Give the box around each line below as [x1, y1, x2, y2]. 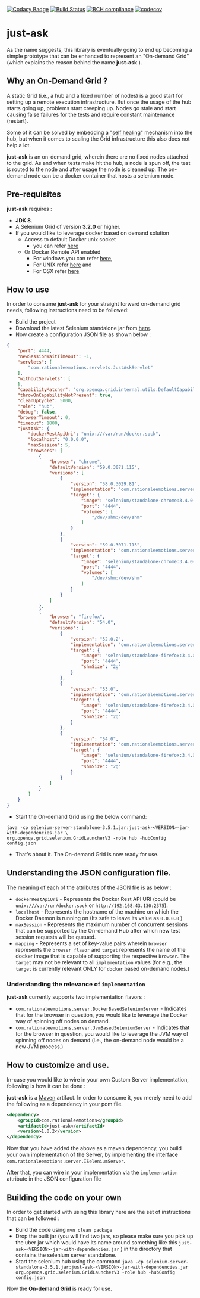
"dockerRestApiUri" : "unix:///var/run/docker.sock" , [28, 431, 161, 437]
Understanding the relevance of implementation [7, 980, 145, 988]
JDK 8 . [15, 216, 33, 223]
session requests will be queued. [15, 933, 96, 940]
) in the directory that [120, 1245, 173, 1252]
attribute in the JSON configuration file [7, 1175, 101, 1182]
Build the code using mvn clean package [15, 1226, 113, 1233]
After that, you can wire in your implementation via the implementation [7, 1169, 178, 1176]
